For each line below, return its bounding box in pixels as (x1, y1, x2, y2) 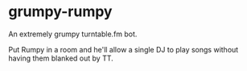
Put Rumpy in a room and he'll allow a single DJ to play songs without (8, 44, 239, 54)
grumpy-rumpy (8, 2, 113, 21)
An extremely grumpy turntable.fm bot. (8, 29, 138, 39)
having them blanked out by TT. (8, 53, 114, 63)
